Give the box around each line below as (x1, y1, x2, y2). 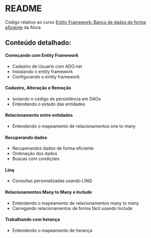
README (5, 3, 42, 14)
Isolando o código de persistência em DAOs (12, 96, 101, 102)
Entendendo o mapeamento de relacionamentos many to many (12, 200, 139, 206)
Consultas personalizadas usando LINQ (12, 178, 92, 184)
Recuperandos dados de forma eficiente (12, 145, 94, 151)
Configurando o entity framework (12, 74, 80, 79)
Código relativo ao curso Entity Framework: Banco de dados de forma (5, 19, 146, 25)
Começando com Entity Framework (5, 52, 79, 58)
